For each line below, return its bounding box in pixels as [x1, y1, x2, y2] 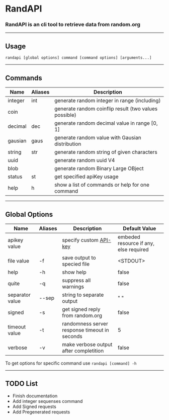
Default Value [123, 225, 156, 232]
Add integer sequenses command [12, 398, 83, 404]
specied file [62, 260, 90, 267]
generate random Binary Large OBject [54, 165, 144, 172]
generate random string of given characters [54, 149, 157, 156]
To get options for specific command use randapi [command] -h [5, 360, 137, 366]
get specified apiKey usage [54, 173, 119, 180]
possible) [54, 112, 76, 119]
